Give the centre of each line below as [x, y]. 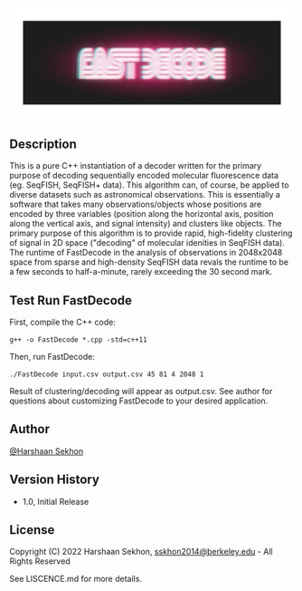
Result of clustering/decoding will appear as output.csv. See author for [141, 391]
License [32, 530]
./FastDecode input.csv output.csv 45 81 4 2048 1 [107, 374]
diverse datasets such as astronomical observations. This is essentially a [145, 195]
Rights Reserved [40, 561]
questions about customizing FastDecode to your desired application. [139, 401]
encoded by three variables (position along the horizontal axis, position [142, 214]
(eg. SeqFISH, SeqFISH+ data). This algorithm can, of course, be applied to [149, 185]
